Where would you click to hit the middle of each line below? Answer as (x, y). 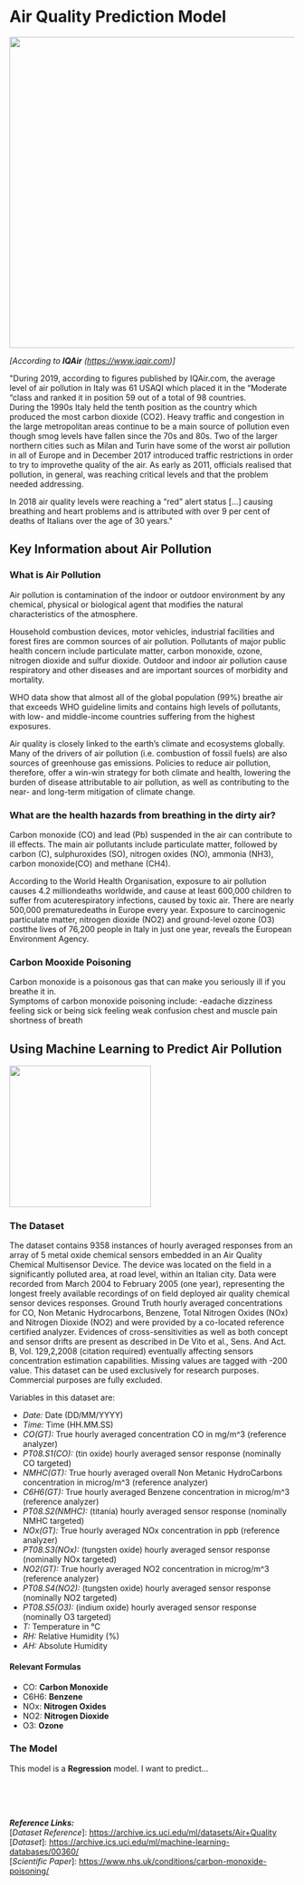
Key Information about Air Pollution (111, 549)
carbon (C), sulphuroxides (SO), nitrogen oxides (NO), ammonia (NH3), (142, 853)
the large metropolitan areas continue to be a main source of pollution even (149, 426)
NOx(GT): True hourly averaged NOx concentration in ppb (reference (151, 1530)
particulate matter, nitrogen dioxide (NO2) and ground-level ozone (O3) (142, 919)
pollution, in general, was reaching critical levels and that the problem (139, 474)
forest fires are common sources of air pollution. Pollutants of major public (148, 641)
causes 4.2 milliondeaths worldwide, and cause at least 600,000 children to (151, 890)
